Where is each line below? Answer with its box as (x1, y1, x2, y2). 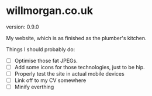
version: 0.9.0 (6, 23, 39, 30)
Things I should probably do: (6, 45, 75, 53)
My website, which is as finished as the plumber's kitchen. (6, 34, 147, 41)
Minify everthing (14, 83, 54, 91)
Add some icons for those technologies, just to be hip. (14, 64, 145, 70)
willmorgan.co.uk (6, 4, 94, 17)
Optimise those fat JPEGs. (14, 57, 78, 64)
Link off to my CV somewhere (14, 77, 87, 84)
